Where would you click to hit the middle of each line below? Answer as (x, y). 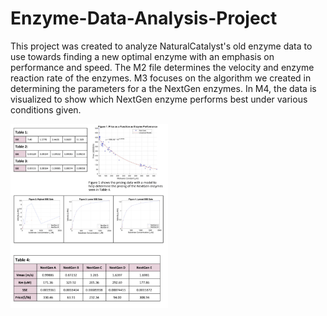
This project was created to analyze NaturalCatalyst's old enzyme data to (161, 46)
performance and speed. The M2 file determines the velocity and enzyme (162, 67)
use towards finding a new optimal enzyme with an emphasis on (142, 56)
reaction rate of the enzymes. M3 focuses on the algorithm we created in (161, 78)
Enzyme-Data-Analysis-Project (144, 18)
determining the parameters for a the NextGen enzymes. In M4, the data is (163, 88)
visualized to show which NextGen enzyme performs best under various (159, 99)
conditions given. (46, 109)
